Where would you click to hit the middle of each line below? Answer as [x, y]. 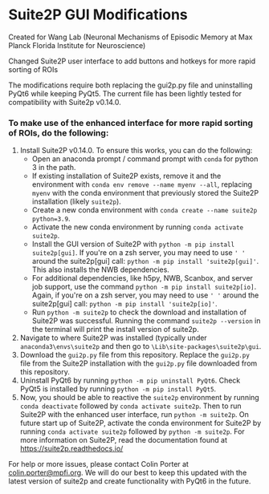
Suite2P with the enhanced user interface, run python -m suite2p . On [134, 415]
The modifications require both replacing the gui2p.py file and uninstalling [130, 85]
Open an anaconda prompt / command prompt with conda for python [145, 159]
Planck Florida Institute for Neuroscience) [77, 45]
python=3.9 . [51, 219]
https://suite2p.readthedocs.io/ [71, 449]
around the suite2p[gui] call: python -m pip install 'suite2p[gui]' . [145, 261]
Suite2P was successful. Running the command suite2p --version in [146, 321]
